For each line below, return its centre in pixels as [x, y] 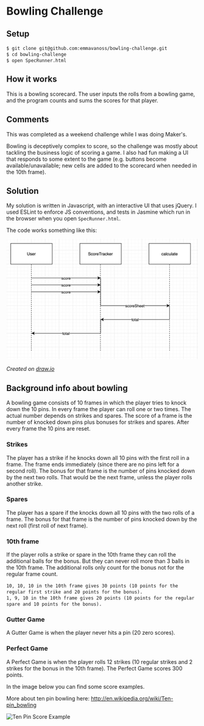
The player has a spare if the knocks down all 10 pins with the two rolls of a [100, 512]
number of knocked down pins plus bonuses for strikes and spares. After [98, 422]
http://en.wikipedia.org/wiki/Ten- [132, 698]
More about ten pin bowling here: [48, 698]
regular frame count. [32, 574]
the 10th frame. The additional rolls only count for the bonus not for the [95, 568]
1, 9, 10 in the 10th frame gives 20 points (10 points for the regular [100, 598]
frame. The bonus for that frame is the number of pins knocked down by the [102, 519]
